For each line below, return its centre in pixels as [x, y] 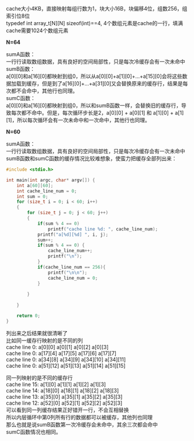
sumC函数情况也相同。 [34, 432]
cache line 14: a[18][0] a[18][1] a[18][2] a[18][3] [63, 390]
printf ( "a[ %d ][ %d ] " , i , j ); [73, 235]
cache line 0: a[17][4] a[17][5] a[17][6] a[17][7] [61, 353]
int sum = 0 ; [32, 197]
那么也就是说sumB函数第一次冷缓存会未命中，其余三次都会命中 [82, 424]
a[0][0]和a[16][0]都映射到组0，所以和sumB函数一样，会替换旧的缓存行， [94, 105]
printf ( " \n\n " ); [67, 273]
